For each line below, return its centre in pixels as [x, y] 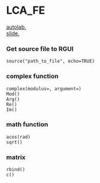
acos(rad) [19, 137]
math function [27, 124]
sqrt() [14, 142]
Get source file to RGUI [40, 48]
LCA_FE [26, 10]
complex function [32, 77]
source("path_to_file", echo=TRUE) [51, 61]
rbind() [16, 170]
